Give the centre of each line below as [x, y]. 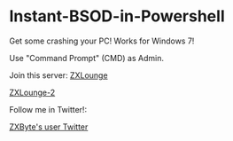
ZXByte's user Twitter [49, 127]
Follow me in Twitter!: [48, 109]
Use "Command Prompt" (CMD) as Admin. [86, 58]
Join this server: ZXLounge [58, 75]
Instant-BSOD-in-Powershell [117, 16]
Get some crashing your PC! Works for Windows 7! [102, 41]
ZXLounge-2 [32, 92]
